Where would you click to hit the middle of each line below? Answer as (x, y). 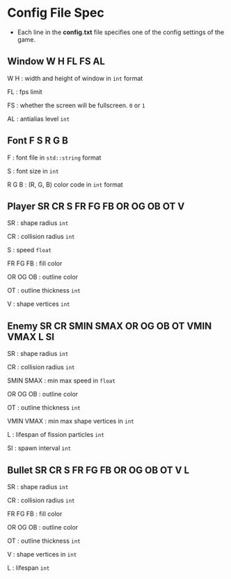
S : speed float (30, 250)
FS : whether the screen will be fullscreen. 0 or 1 (76, 105)
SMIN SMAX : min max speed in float (62, 380)
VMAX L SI (31, 337)
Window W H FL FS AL (56, 62)
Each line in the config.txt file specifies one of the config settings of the (121, 32)
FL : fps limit (25, 91)
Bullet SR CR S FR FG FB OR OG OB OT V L (98, 470)
